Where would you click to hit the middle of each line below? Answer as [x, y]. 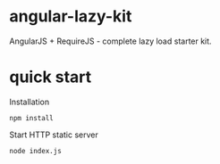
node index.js [36, 151]
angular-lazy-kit [71, 16]
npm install [31, 118]
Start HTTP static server [54, 135]
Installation [30, 102]
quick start [51, 77]
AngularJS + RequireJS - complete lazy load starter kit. [110, 41]
